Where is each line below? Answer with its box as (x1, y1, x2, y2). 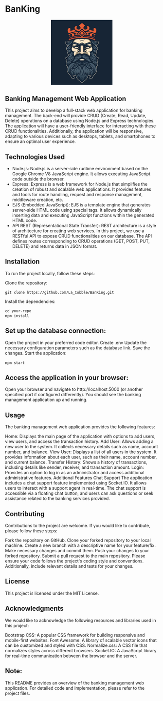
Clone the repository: (5, 280, 48, 286)
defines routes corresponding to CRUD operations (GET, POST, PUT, (12, 238, 150, 244)
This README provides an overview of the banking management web (5, 680, 145, 686)
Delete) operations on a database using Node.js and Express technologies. (5, 118, 155, 124)
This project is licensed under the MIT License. (5, 590, 99, 596)
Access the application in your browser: (5, 374, 129, 382)
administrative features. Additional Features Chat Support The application (5, 475, 152, 481)
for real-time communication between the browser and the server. (5, 653, 138, 659)
